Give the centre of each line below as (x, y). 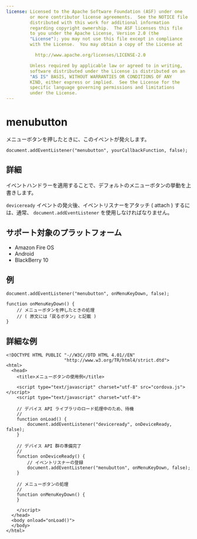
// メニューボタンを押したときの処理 (56, 310)
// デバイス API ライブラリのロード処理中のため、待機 (75, 409)
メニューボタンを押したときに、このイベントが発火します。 (78, 139)
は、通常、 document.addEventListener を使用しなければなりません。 (89, 212)
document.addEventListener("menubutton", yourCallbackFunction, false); (97, 150)
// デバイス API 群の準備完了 (49, 446)
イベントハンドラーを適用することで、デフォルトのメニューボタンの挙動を (96, 185)
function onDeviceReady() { (51, 457)
